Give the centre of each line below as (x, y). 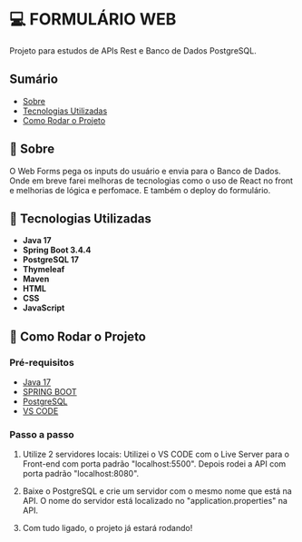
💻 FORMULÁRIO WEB (93, 20)
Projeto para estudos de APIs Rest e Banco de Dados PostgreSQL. (133, 50)
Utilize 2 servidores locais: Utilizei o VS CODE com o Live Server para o (156, 454)
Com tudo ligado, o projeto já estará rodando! (107, 528)
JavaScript (44, 308)
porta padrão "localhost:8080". (81, 474)
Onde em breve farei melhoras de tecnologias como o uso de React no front (151, 181)
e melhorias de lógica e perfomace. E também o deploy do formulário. (140, 190)
